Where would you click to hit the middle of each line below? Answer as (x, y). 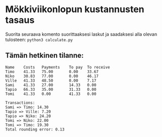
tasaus (20, 20)
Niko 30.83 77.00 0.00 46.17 (52, 76)
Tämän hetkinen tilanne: (44, 56)
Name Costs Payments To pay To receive (58, 67)
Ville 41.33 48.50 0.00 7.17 (51, 80)
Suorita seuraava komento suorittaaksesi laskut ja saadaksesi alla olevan (81, 34)
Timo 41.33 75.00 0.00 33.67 (52, 72)
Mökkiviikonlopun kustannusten (75, 9)
